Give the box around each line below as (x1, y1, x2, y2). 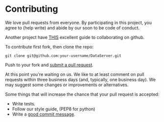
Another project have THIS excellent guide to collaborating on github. (5, 34, 145, 40)
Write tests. (12, 100, 36, 106)
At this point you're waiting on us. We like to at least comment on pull (5, 71, 144, 77)
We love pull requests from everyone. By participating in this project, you (5, 20, 152, 25)
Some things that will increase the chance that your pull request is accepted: (5, 91, 160, 97)
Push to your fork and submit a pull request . (5, 62, 94, 68)
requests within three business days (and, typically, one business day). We (5, 76, 156, 82)
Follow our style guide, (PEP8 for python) (12, 106, 95, 112)
